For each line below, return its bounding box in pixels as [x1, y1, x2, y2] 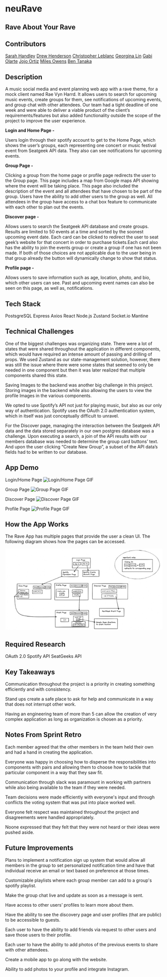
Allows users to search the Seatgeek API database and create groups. [5, 223, 149, 229]
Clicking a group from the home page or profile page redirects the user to [5, 173, 156, 179]
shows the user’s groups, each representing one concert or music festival [5, 143, 157, 149]
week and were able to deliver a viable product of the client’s [5, 107, 131, 113]
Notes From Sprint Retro [5, 731, 82, 739]
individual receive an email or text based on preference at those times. [5, 867, 150, 873]
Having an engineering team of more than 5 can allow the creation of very [5, 711, 157, 717]
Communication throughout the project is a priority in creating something [5, 681, 155, 687]
